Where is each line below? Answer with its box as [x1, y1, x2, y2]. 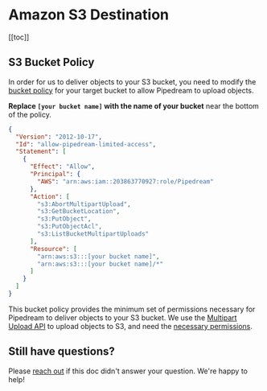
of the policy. [8, 109, 52, 119]
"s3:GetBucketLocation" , [37, 208, 121, 216]
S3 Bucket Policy [8, 56, 95, 69]
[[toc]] [8, 32, 30, 42]
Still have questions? [8, 344, 115, 359]
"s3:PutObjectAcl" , [37, 223, 103, 231]
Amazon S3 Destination [8, 6, 170, 24]
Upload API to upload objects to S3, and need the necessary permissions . [8, 321, 253, 331]
